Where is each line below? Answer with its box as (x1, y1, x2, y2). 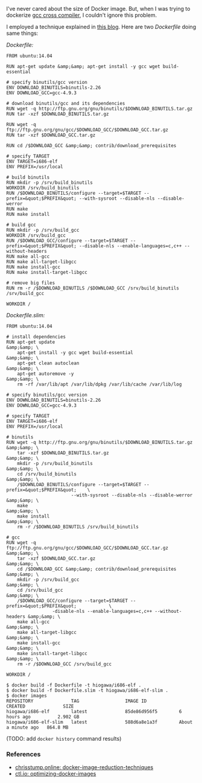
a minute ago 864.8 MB (6, 724, 69, 731)
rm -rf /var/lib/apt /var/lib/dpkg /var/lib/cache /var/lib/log (17, 381, 182, 387)
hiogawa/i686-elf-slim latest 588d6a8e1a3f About (6, 719, 193, 725)
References (6, 750, 41, 758)
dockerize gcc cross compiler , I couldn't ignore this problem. (6, 11, 157, 19)
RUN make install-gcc (6, 264, 61, 270)
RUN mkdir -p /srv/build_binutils (6, 180, 93, 186)
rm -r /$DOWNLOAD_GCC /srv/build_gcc (17, 661, 112, 667)
